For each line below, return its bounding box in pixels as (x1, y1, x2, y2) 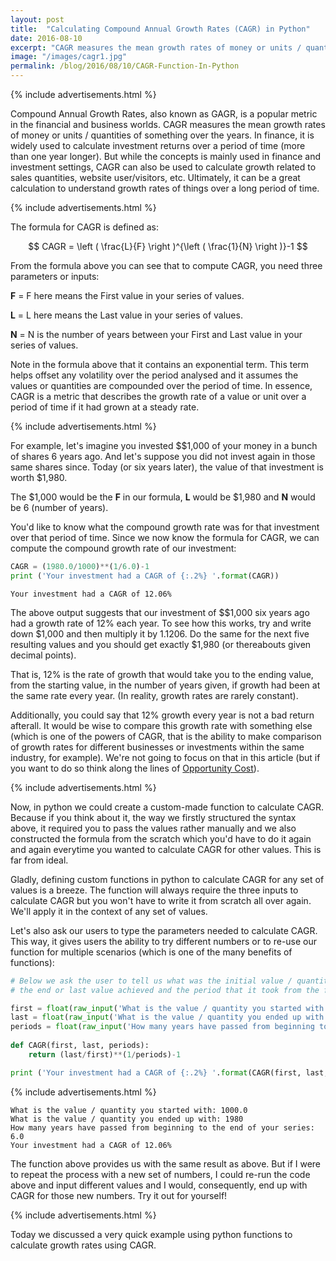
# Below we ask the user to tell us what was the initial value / (10, 976, 293, 986)
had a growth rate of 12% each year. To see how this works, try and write (10, 617, 312, 629)
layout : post (10, 14, 65, 25)
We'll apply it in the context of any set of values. (10, 905, 208, 917)
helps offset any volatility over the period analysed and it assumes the (10, 369, 299, 381)
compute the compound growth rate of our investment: (10, 542, 237, 554)
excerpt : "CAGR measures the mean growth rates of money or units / (10, 42, 302, 53)
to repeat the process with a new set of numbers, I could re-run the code (10, 1168, 311, 1180)
